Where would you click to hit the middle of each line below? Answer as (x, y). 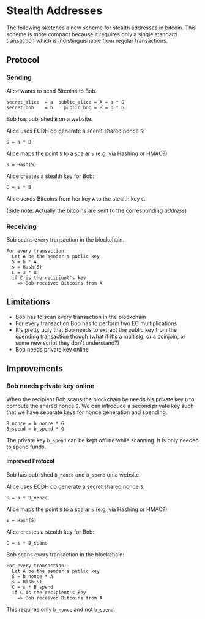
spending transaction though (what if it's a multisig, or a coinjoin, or (100, 336)
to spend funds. (26, 447)
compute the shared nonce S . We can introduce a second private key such (100, 406)
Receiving (21, 226)
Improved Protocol (31, 461)
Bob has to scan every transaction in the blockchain (80, 317)
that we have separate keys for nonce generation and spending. (87, 412)
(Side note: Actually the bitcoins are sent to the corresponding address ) (97, 210)
